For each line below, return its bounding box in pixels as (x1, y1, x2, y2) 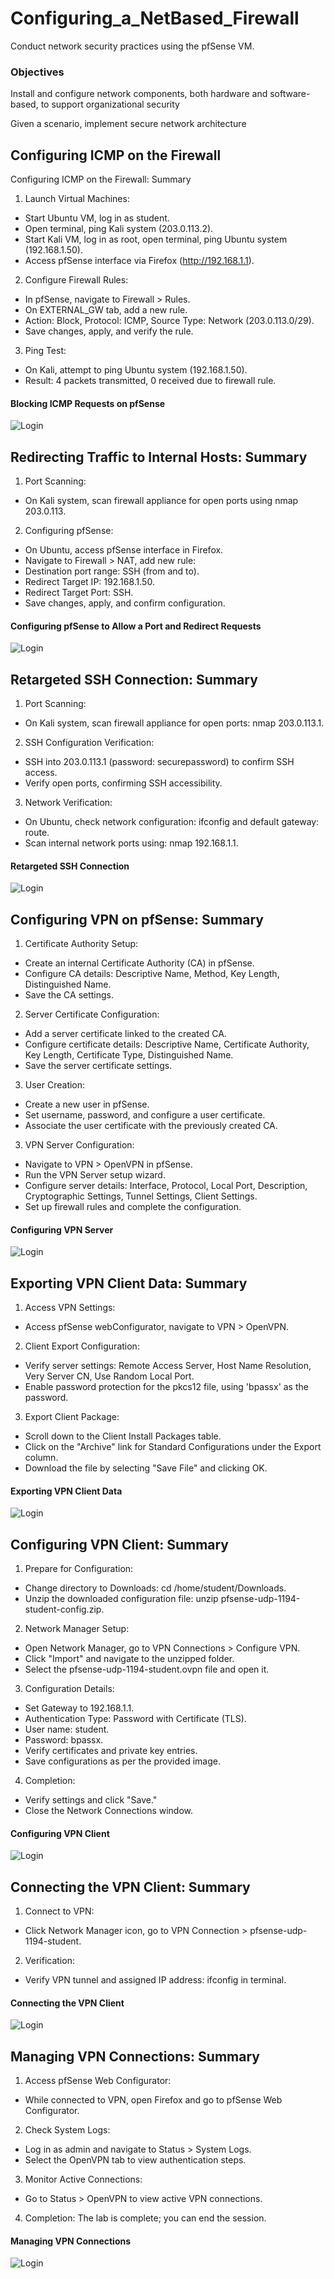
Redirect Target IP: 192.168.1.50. (24, 576, 155, 588)
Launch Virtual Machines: (24, 193, 130, 205)
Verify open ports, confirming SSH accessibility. (24, 777, 223, 789)
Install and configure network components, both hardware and (10, 88, 268, 100)
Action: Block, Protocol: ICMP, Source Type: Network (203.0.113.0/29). (24, 315, 315, 327)
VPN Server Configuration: (24, 1139, 135, 1151)
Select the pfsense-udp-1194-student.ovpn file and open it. (24, 1663, 270, 1676)
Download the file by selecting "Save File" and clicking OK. (24, 1462, 268, 1474)
